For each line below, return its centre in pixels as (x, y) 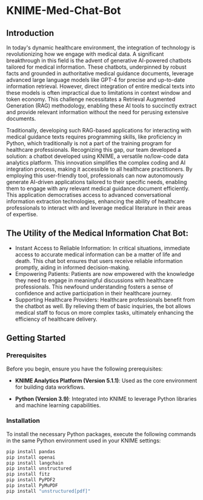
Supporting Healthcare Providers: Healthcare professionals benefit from (105, 300)
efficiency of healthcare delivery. (56, 319)
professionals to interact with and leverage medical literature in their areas (99, 208)
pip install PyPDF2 (31, 480)
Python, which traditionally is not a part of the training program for (89, 143)
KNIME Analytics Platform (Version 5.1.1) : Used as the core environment (106, 380)
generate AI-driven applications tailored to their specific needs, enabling (97, 182)
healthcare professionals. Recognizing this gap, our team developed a (94, 150)
